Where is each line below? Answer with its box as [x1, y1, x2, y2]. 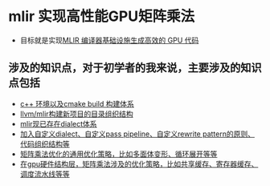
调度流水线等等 [19, 169, 70, 179]
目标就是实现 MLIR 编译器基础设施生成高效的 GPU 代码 [19, 35, 199, 45]
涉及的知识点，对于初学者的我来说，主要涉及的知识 [8, 61, 262, 75]
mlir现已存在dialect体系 [19, 119, 98, 128]
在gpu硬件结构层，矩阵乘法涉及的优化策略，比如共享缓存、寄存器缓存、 [19, 159, 259, 168]
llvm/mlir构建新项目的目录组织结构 [19, 109, 134, 119]
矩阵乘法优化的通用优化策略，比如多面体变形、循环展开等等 [19, 149, 218, 159]
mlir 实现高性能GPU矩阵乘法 [8, 7, 195, 26]
